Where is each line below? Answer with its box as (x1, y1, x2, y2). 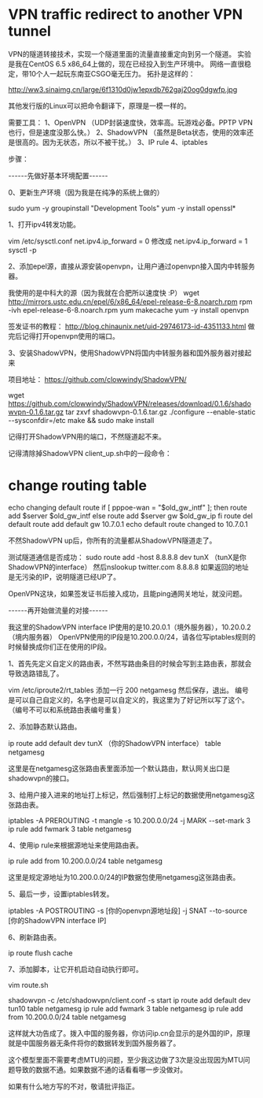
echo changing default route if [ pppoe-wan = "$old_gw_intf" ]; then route (8, 503, 247, 512)
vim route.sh (8, 980, 49, 989)
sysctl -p (8, 245, 37, 254)
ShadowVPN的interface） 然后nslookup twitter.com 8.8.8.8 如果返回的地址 (8, 562, 250, 572)
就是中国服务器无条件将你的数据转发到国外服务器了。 (8, 1038, 181, 1048)
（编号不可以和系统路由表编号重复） (8, 705, 126, 714)
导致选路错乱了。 (8, 668, 64, 678)
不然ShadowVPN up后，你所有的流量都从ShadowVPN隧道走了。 (8, 536, 217, 545)
